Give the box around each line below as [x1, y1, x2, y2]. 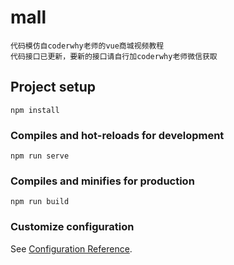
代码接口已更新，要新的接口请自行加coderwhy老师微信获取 [10, 51, 218, 61]
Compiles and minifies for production [10, 174, 195, 188]
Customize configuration [10, 220, 135, 234]
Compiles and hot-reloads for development [10, 128, 225, 142]
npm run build [10, 197, 70, 207]
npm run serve [10, 151, 70, 161]
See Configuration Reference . [10, 242, 133, 255]
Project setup [10, 79, 97, 96]
